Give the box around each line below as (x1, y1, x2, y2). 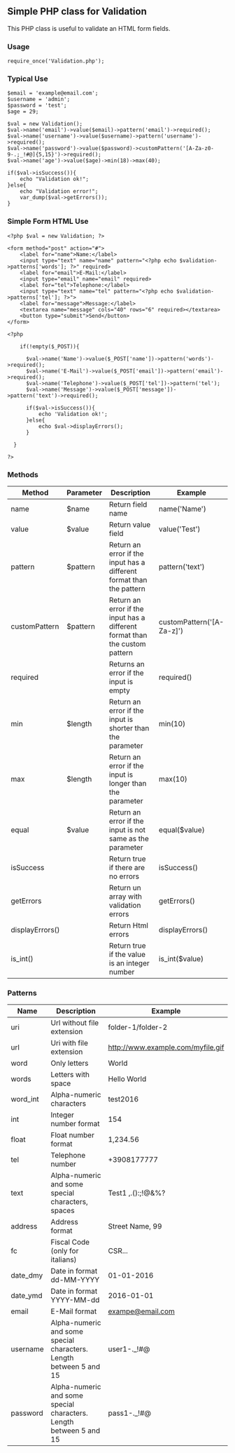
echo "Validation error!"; (20, 188, 99, 195)
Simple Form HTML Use (7, 217, 89, 227)
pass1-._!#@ (108, 1408, 152, 1418)
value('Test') (158, 524, 201, 534)
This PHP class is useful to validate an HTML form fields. (7, 24, 171, 32)
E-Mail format (50, 1306, 97, 1316)
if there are (108, 863, 145, 872)
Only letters (50, 1059, 89, 1069)
